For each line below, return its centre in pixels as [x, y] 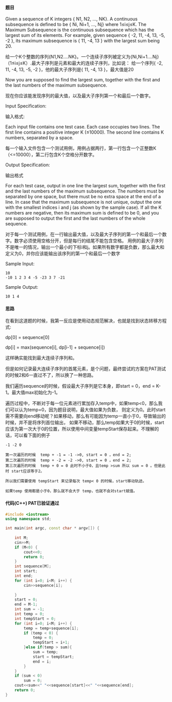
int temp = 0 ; [29, 614]
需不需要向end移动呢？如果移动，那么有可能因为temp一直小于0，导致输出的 [86, 416]
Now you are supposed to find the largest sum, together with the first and [83, 80]
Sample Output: [22, 287]
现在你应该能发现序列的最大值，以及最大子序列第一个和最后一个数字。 [79, 96]
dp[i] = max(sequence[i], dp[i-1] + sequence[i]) [55, 347]
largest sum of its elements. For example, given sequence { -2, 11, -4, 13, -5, [85, 35]
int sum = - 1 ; [29, 609]
